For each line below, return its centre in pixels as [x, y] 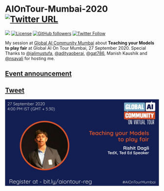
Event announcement [38, 74]
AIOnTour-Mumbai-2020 [57, 9]
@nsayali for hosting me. [30, 58]
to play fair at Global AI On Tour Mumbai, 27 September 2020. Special [76, 48]
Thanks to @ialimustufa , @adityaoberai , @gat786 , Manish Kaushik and [76, 53]
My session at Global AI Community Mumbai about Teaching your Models [80, 43]
